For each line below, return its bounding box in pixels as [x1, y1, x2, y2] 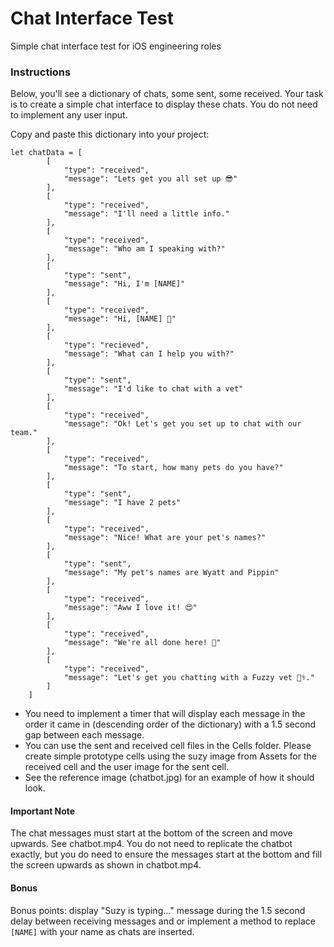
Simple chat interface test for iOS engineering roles [10, 40, 222, 52]
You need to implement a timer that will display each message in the [24, 708, 306, 720]
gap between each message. [24, 729, 145, 741]
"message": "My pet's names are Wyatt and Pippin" [63, 568, 280, 578]
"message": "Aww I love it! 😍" [63, 603, 198, 613]
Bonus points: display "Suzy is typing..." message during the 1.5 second [10, 904, 306, 916]
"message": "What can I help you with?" [63, 349, 235, 359]
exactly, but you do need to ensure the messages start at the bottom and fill [10, 848, 323, 861]
